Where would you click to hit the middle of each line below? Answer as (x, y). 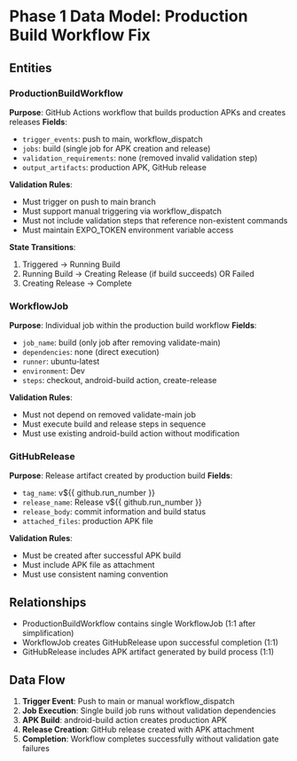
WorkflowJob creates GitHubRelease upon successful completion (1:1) (150, 643)
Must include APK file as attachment (88, 565)
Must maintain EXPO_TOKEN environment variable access (128, 230)
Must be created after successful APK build (102, 555)
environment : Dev (54, 371)
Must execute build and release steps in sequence (114, 424)
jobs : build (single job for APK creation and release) (116, 148)
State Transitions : (43, 247)
